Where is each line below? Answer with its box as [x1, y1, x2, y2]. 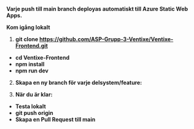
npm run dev [15, 67, 49, 74]
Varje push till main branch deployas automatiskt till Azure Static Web [6, 6, 188, 12]
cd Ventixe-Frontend [15, 54, 69, 61]
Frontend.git [15, 42, 48, 49]
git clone [15, 36, 39, 42]
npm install [15, 61, 45, 68]
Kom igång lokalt [6, 24, 50, 31]
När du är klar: [15, 91, 53, 98]
